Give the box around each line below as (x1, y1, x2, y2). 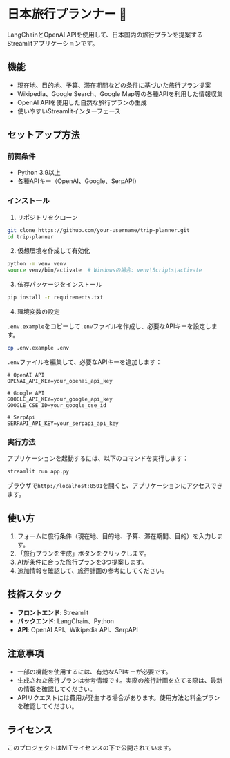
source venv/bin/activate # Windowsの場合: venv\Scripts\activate (7, 267, 202, 274)
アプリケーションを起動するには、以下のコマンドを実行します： (7, 454, 189, 463)
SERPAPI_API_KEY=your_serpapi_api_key (7, 419, 119, 427)
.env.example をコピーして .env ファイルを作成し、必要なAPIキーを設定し (7, 322, 212, 330)
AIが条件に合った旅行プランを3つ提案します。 (17, 558, 148, 566)
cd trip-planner (7, 233, 54, 240)
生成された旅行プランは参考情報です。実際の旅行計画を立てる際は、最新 (17, 676, 223, 684)
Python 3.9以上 (17, 169, 61, 177)
